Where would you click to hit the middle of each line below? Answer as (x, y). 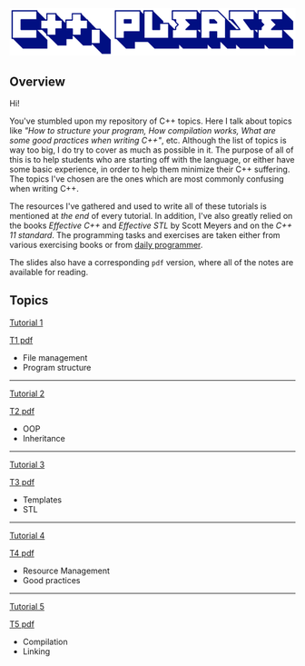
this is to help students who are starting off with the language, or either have (152, 160)
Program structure (57, 367)
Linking (36, 651)
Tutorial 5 (27, 606)
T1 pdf (21, 340)
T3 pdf (22, 482)
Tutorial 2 (27, 393)
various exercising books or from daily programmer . (106, 245)
